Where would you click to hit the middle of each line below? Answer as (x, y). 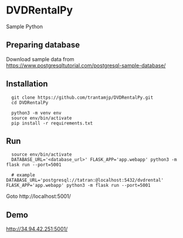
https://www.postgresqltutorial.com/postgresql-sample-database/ (86, 65)
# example (23, 175)
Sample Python (24, 26)
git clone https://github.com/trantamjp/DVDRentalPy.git (82, 98)
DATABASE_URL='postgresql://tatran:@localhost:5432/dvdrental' (85, 180)
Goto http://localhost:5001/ (39, 196)
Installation (27, 84)
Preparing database (43, 45)
